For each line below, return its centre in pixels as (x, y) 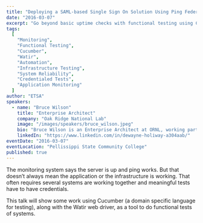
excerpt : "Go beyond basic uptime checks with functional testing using (100, 23)
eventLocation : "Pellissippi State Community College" (77, 147)
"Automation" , (35, 62)
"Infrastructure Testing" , (51, 68)
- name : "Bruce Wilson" (41, 107)
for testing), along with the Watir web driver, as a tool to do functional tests (99, 207)
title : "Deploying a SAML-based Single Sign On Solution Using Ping (94, 12)
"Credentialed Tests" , (46, 79)
